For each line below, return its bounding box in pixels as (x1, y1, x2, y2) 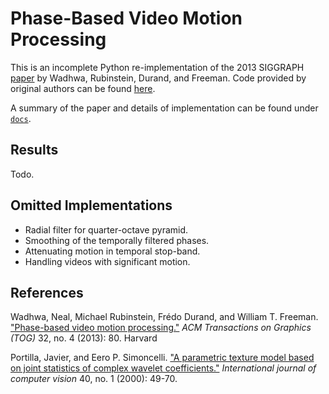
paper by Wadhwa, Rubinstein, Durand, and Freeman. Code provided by (10, 72, 307, 84)
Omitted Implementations (10, 197, 173, 214)
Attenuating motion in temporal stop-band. (24, 245, 201, 257)
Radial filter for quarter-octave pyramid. (24, 223, 189, 236)
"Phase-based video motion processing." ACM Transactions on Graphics (10, 322, 312, 334)
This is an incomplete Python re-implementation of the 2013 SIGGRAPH (10, 61, 305, 73)
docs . (10, 112, 32, 124)
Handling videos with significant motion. (24, 255, 191, 267)
